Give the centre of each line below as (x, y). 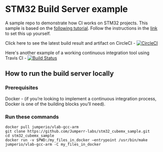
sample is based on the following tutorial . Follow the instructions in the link (81, 28)
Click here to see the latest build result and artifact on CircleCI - (70, 43)
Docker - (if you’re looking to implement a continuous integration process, (81, 98)
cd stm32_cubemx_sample (30, 136)
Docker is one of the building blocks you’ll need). (55, 104)
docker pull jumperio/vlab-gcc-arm (42, 127)
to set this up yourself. (28, 33)
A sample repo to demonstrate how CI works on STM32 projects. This (77, 23)
